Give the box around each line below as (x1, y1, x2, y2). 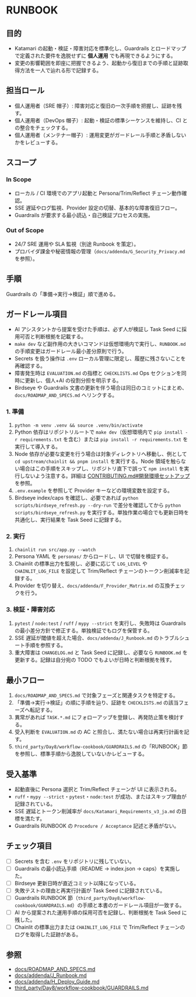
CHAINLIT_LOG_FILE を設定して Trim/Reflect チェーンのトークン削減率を (14, 568, 185, 575)
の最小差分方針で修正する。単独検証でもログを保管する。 (14, 627, 153, 634)
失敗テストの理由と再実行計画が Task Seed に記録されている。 (14, 887, 165, 894)
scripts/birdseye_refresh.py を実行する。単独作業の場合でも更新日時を (14, 508, 190, 515)
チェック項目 (6, 841, 52, 851)
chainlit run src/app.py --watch (14, 547, 96, 553)
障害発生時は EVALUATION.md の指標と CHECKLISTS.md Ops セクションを (14, 370, 182, 377)
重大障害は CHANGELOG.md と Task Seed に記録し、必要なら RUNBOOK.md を (14, 649, 188, 656)
